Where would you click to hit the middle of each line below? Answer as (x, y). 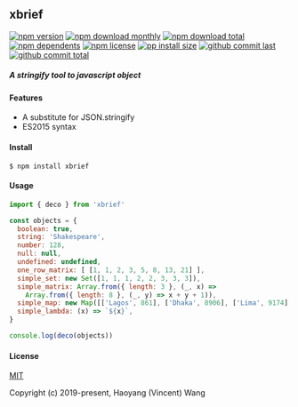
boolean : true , (45, 229)
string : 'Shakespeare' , (61, 237)
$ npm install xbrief (49, 166)
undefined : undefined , (59, 262)
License (24, 355)
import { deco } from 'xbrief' (67, 204)
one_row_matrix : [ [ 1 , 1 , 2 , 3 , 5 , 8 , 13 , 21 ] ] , (111, 270)
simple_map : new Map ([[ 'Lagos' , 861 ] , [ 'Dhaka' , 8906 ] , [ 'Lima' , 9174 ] (153, 303)
